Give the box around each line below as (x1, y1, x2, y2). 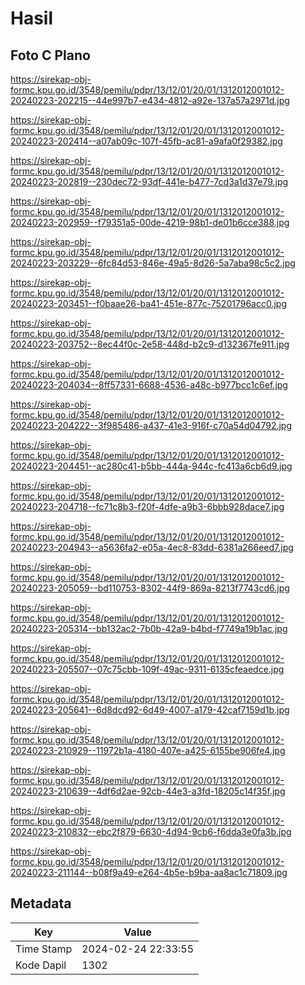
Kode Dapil (15, 958, 67, 972)
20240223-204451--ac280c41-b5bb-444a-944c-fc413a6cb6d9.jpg (10, 460, 293, 472)
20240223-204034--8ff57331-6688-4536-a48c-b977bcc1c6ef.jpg (10, 379, 288, 391)
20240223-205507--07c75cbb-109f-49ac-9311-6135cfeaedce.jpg (10, 663, 285, 675)
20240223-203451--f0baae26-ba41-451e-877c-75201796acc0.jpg (10, 298, 287, 309)
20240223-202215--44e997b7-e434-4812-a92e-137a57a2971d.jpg (10, 95, 290, 106)
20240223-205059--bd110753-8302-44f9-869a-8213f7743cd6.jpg (10, 582, 290, 594)
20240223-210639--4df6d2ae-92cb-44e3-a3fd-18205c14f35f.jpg (10, 785, 286, 797)
